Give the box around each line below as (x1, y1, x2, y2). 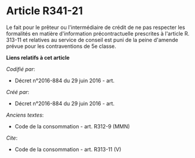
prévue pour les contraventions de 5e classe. (6, 43, 117, 50)
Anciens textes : (6, 111, 44, 118)
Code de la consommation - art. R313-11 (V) (14, 146, 122, 153)
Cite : (6, 134, 18, 141)
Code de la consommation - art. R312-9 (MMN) (14, 122, 130, 130)
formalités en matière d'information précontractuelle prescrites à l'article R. (6, 30, 190, 37)
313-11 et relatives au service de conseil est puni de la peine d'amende (6, 36, 178, 43)
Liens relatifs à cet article (6, 54, 70, 61)
